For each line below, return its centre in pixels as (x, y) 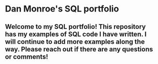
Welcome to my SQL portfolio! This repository (76, 27)
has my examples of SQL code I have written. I (76, 34)
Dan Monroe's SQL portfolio (62, 9)
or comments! (27, 57)
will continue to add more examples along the (75, 42)
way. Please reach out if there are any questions (79, 49)
